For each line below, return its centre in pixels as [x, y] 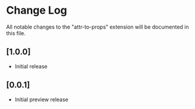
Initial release [31, 66]
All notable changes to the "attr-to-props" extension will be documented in [97, 27]
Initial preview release [41, 99]
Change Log [37, 10]
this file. [16, 33]
